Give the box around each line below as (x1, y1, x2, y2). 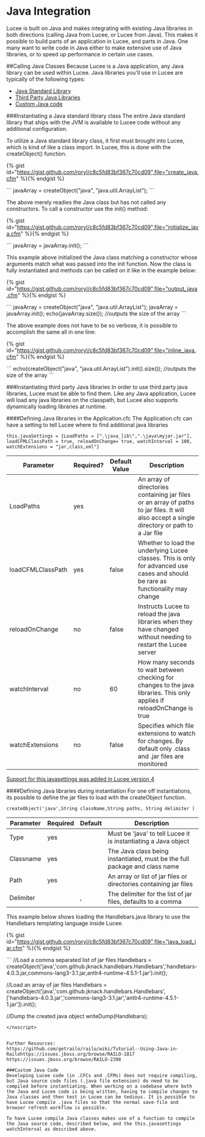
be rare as (137, 576, 167, 585)
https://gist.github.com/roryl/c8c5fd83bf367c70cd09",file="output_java (16, 285, 198, 292)
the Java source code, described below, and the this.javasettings (6, 1120, 182, 1127)
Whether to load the (137, 539, 195, 547)
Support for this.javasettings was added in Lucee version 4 (6, 775, 154, 783)
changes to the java (137, 680, 194, 689)
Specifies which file (137, 721, 194, 729)
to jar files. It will (137, 505, 184, 514)
